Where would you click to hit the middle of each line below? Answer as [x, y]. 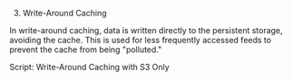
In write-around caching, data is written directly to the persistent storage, [146, 30]
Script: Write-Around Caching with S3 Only [89, 67]
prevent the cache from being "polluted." [86, 49]
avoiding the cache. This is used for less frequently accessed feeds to [141, 40]
